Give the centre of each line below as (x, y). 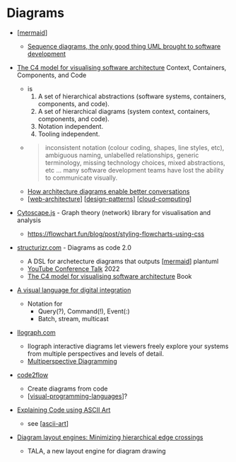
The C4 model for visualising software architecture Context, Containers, (122, 67)
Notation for (45, 304)
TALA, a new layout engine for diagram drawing (97, 451)
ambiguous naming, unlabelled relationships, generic (122, 155)
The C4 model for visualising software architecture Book (110, 276)
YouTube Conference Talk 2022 (73, 268)
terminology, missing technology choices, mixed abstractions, (135, 162)
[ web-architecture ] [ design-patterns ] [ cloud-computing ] (110, 199)
